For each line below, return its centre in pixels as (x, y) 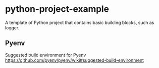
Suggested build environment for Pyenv (46, 55)
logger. (12, 27)
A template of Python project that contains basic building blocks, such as (80, 23)
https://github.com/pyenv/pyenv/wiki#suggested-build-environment (75, 60)
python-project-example (57, 9)
